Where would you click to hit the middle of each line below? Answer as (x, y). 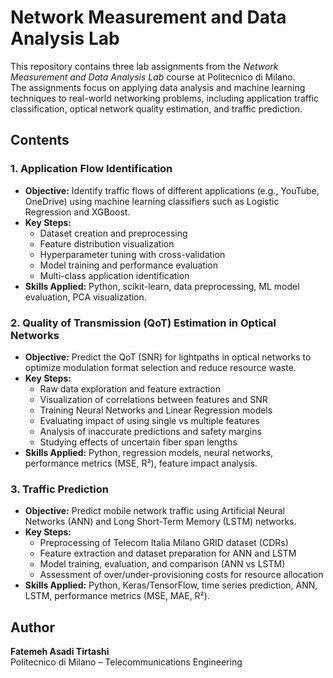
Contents (40, 140)
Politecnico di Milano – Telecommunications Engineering (126, 662)
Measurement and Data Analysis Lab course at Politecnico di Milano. (153, 77)
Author (32, 627)
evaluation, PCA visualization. (85, 297)
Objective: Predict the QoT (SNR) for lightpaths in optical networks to (168, 357)
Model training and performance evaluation (128, 265)
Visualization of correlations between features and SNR (153, 399)
